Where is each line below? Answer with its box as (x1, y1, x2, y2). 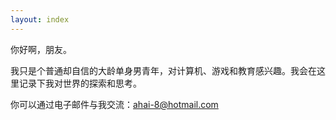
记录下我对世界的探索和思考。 (18, 77, 142, 89)
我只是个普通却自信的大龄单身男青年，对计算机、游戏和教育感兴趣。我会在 (10, 64, 317, 76)
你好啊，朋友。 (10, 43, 72, 55)
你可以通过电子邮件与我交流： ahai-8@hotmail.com (10, 98, 219, 110)
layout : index (10, 14, 70, 25)
